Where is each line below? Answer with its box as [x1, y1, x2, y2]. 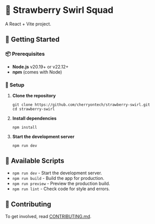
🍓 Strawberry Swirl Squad [5, 4, 114, 16]
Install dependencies [12, 115, 57, 121]
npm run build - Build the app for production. [12, 175, 104, 181]
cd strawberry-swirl [12, 106, 55, 111]
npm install [12, 125, 37, 130]
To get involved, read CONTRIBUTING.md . [5, 213, 92, 219]
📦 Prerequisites [5, 51, 45, 58]
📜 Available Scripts [5, 156, 64, 165]
